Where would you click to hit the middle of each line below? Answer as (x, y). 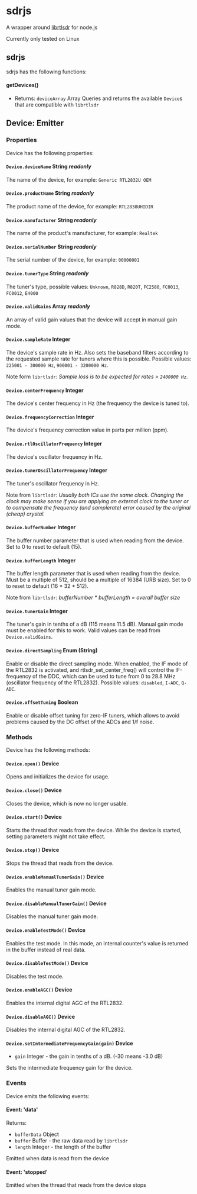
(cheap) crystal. (26, 514)
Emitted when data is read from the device (58, 1158)
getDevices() (22, 85)
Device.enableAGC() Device (39, 990)
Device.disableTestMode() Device (47, 963)
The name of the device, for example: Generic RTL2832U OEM (79, 179)
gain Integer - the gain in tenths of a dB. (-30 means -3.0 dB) (89, 1056)
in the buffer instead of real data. (46, 950)
